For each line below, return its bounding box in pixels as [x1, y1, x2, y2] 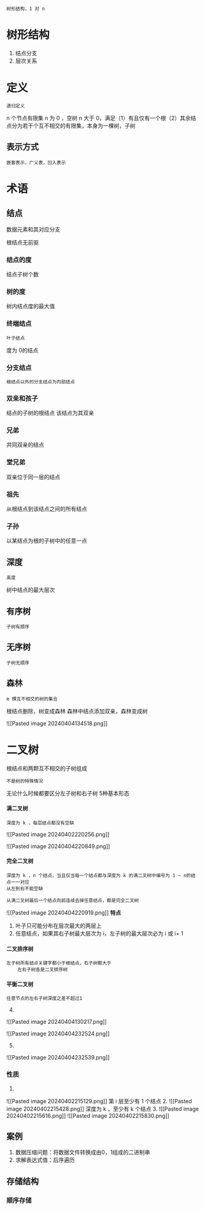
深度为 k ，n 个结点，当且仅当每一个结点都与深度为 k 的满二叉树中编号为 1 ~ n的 [6, 872, 191, 878]
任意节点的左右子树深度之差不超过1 [6, 996, 83, 1002]
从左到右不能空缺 [6, 885, 44, 892]
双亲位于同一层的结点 [6, 473, 60, 480]
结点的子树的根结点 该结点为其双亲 [6, 409, 94, 416]
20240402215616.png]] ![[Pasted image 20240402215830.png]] [6, 1112, 170, 1119]
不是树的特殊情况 [6, 778, 44, 784]
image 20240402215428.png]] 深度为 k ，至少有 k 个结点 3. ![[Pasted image [6, 1105, 199, 1112]
